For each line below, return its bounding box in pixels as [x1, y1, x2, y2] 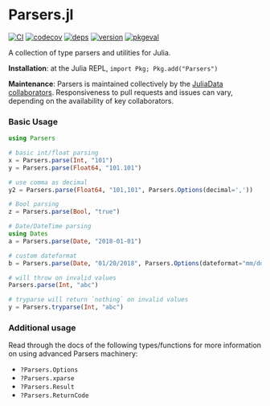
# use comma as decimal [8, 178, 88, 187]
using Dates [8, 230, 48, 238]
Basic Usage [8, 116, 59, 127]
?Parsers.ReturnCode [19, 392, 89, 400]
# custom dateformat [8, 252, 78, 260]
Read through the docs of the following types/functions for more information [8, 340, 262, 351]
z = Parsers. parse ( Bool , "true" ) [8, 207, 121, 216]
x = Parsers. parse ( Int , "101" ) [8, 156, 113, 164]
